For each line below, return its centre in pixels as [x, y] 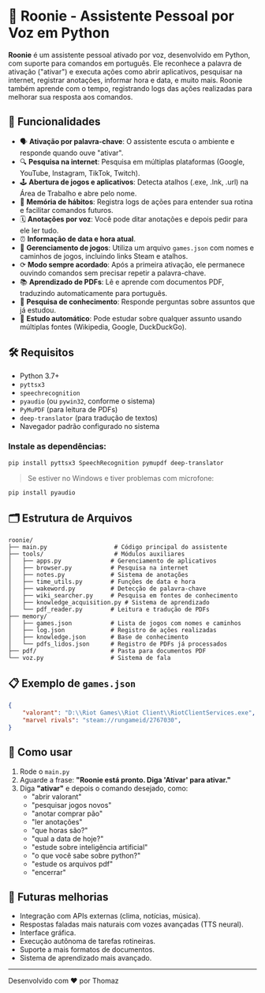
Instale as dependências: [57, 446]
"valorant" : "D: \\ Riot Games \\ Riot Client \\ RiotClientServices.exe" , [139, 713]
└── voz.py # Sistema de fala [90, 658]
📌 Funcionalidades [54, 122]
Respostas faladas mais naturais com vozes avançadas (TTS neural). [132, 924]
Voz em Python [59, 33]
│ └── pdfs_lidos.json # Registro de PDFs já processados [118, 644]
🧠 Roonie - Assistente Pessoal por [121, 16]
